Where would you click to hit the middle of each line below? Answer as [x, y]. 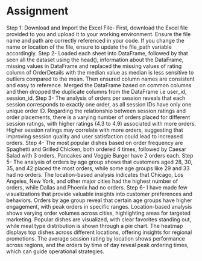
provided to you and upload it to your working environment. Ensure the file [99, 34]
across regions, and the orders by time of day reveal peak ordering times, [97, 245]
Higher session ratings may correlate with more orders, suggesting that [95, 130]
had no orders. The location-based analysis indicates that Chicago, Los [95, 174]
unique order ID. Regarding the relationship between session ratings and [96, 111]
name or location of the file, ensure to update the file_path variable [89, 47]
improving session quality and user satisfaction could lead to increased [94, 136]
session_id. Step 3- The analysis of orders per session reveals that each [96, 98]
